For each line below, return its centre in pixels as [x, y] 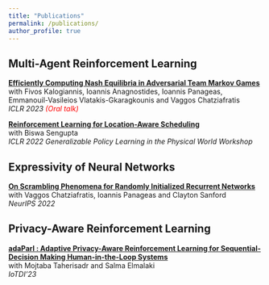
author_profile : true [45, 31]
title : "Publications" [46, 16]
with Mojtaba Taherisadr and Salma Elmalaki [82, 265]
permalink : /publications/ [54, 23]
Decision [23, 257]
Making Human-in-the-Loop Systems [104, 257]
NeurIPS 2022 [32, 203]
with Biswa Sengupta [43, 133]
